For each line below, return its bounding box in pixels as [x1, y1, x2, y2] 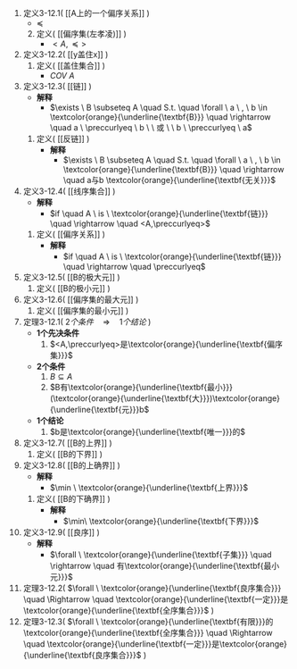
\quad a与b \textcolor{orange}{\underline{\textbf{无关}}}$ [62, 175, 276, 185]
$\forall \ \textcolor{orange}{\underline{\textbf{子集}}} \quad [49, 549, 272, 560]
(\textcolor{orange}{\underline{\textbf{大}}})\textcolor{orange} [49, 393, 280, 404]
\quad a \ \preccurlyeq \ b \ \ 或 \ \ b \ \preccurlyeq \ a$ [49, 122, 252, 132]
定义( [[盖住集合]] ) [36, 61, 106, 71]
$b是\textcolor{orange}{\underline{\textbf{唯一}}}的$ [49, 427, 246, 437]
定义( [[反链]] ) [36, 133, 90, 144]
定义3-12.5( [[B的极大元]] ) [22, 272, 120, 282]
